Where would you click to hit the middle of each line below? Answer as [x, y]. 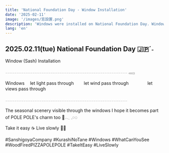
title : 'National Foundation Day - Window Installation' [66, 10]
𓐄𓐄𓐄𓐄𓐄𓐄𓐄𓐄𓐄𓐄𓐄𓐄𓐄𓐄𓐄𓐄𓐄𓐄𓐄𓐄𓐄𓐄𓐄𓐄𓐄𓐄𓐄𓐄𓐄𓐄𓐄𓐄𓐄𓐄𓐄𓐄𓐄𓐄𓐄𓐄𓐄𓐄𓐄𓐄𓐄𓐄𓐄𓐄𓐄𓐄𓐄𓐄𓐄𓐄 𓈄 [70, 72]
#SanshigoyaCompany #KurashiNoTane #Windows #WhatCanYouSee [77, 139]
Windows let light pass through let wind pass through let [79, 83]
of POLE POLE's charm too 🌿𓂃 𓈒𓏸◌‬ [41, 117]
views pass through [26, 89]
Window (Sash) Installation [33, 61]
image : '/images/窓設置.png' [35, 19]
